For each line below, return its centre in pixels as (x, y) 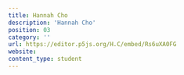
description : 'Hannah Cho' (52, 23)
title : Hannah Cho (38, 15)
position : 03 (29, 30)
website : (22, 52)
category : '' (29, 37)
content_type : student (45, 59)
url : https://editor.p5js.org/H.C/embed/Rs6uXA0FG (92, 45)
